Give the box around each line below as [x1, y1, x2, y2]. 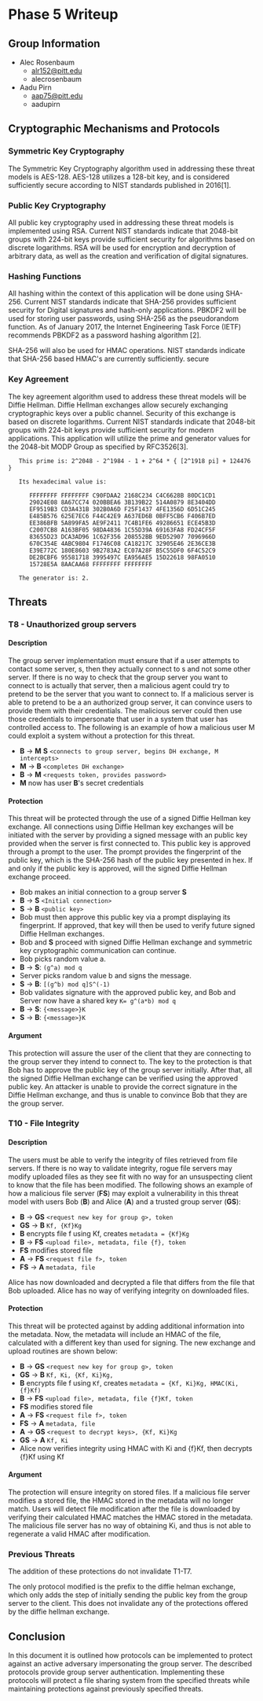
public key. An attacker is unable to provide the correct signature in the [8, 1081, 238, 1091]
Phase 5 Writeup [8, 6, 119, 24]
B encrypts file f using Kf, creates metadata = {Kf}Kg [19, 1228, 190, 1238]
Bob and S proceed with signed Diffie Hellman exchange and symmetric [19, 937, 253, 947]
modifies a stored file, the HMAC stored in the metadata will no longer [8, 1496, 234, 1505]
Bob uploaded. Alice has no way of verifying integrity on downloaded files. [8, 1286, 250, 1295]
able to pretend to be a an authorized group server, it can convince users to [8, 698, 253, 707]
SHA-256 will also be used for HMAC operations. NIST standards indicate [8, 346, 246, 355]
